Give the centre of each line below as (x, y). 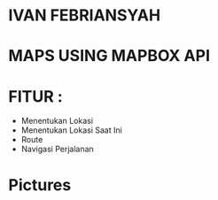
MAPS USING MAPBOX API (109, 56)
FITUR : (35, 96)
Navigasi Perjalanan (57, 149)
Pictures (40, 185)
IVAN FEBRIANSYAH (85, 15)
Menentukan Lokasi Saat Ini (72, 130)
